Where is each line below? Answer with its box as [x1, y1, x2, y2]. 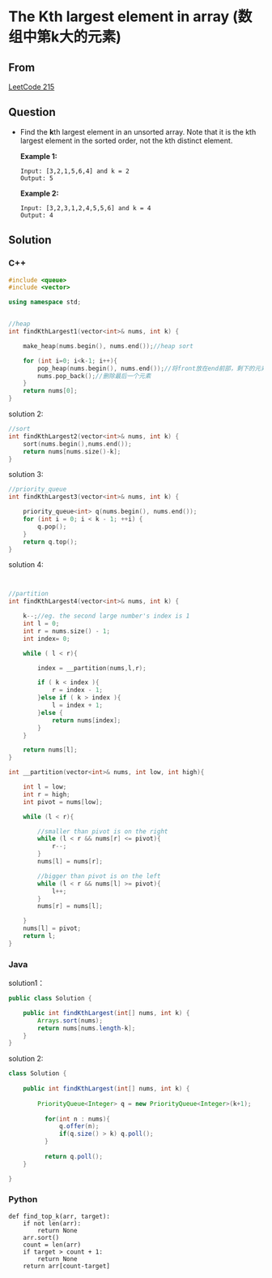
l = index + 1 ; [51, 701, 104, 709]
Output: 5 [19, 174, 54, 183]
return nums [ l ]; [23, 746, 79, 755]
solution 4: [8, 560, 45, 570]
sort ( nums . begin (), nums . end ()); [23, 440, 132, 448]
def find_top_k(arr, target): [8, 1212, 111, 1220]
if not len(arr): [23, 1219, 82, 1228]
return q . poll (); [44, 1152, 104, 1160]
